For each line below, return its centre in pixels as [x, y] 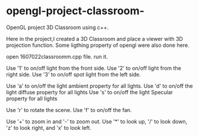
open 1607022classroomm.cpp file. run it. [57, 56]
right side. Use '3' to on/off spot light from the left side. [74, 74]
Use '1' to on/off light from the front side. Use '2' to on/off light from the [94, 68]
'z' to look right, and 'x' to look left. [49, 128]
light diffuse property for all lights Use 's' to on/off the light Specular [90, 92]
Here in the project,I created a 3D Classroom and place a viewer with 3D [94, 39]
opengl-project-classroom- [75, 11]
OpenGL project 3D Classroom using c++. [57, 27]
